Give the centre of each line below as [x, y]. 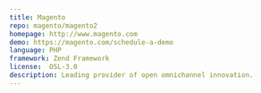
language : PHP [36, 50]
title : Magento [38, 17]
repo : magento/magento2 [54, 26]
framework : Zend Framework [59, 58]
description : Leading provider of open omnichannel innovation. [131, 75]
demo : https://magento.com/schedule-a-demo [92, 42]
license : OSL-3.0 [43, 67]
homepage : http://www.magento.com [74, 34]
